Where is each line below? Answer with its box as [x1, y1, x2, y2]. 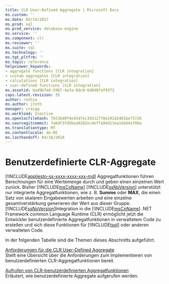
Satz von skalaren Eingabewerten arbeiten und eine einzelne [5, 195, 132, 201]
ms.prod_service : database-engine [5, 26, 79, 31]
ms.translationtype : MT [5, 125, 56, 130]
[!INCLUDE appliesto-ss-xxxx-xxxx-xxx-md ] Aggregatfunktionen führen [5, 173, 154, 180]
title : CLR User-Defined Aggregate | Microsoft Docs [5, 7, 119, 13]
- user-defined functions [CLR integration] [5, 83, 101, 88]
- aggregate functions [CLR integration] [5, 69, 94, 74]
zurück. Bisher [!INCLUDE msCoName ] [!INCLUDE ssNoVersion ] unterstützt [5, 184, 161, 190]
